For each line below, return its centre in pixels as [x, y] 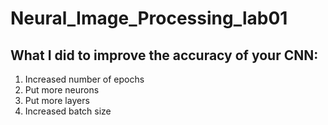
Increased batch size [68, 111]
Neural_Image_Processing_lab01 [149, 18]
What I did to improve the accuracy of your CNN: [164, 55]
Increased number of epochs [84, 79]
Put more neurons [62, 90]
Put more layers [57, 100]
